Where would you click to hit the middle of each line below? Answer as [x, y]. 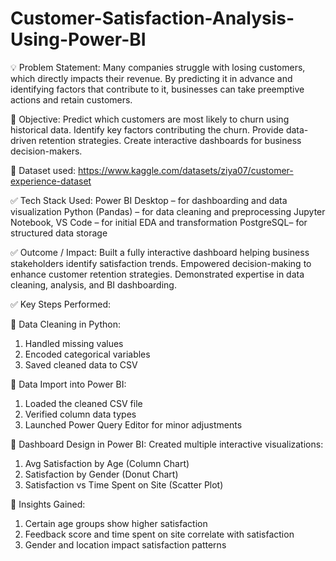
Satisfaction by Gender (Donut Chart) [101, 474]
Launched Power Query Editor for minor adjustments [133, 424]
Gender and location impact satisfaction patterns [125, 544]
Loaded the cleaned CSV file [83, 403]
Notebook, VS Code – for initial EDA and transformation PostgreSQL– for [159, 222]
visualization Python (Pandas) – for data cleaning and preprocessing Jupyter [168, 211]
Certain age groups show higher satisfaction [116, 523]
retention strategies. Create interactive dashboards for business [170, 140]
